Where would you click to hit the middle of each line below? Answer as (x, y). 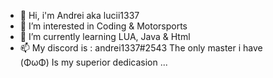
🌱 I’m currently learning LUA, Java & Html (105, 36)
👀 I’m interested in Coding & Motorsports (103, 26)
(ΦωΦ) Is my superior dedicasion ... (93, 62)
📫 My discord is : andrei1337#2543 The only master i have (141, 48)
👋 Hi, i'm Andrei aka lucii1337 (79, 15)
